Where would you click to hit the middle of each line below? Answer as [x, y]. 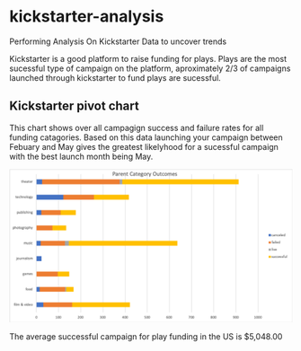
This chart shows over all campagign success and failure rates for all [137, 127]
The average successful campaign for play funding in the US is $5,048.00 [146, 336]
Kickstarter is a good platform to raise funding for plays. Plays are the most [148, 58]
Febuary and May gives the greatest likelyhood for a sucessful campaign [144, 146]
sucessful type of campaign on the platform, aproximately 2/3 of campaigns [150, 68]
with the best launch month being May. [81, 156]
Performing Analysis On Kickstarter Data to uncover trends [118, 41]
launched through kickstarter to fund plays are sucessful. [115, 77]
